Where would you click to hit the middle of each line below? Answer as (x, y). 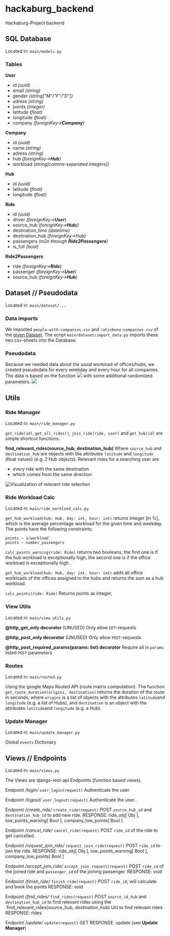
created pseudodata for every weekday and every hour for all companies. (82, 370)
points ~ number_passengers (35, 543)
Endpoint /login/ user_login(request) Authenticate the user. (68, 790)
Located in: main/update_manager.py (43, 732)
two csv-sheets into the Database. (41, 340)
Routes (14, 665)
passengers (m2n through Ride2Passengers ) (60, 241)
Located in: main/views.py (32, 771)
